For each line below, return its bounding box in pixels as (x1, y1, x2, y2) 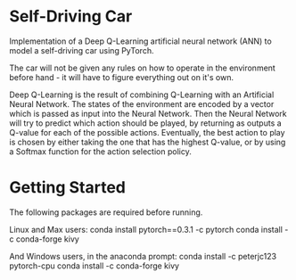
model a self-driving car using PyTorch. (9, 45, 154, 55)
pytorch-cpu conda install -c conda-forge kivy (9, 260, 180, 271)
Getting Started (9, 177, 127, 198)
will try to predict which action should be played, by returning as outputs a (9, 118, 283, 128)
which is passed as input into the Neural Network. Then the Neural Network (9, 108, 287, 119)
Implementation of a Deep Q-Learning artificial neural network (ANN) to (9, 36, 272, 46)
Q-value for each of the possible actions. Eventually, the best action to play (9, 127, 285, 137)
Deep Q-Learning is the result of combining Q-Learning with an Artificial (9, 89, 275, 100)
